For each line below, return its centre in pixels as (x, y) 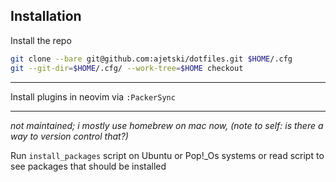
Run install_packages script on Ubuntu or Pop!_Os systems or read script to (167, 155)
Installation (46, 16)
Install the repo (41, 40)
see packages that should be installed (88, 166)
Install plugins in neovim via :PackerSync (93, 96)
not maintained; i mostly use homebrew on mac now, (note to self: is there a (167, 125)
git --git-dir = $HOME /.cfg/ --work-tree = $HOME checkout (127, 68)
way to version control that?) (69, 136)
